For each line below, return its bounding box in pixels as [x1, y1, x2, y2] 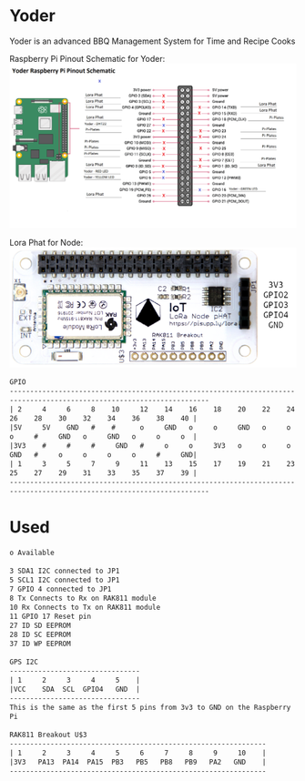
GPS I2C [9, 657, 39, 666]
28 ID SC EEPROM [9, 630, 71, 639]
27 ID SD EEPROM [9, 621, 71, 630]
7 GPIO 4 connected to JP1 [9, 584, 112, 593]
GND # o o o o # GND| [9, 450, 198, 460]
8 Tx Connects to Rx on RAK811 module [9, 593, 157, 603]
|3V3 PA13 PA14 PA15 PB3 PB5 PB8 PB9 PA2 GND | [9, 757, 267, 766]
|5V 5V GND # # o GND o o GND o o [9, 422, 291, 432]
